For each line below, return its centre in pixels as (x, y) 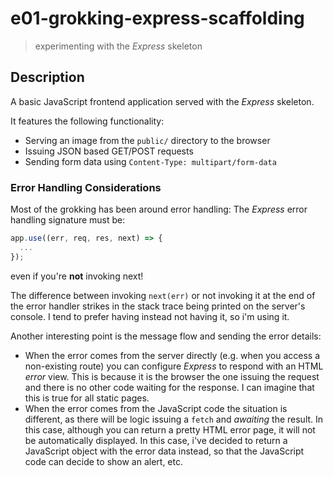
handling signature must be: (68, 220)
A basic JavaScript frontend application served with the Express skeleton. (162, 101)
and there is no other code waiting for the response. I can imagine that (169, 387)
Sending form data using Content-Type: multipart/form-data (150, 161)
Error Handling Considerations (86, 187)
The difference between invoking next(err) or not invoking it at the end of (163, 295)
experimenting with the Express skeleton (118, 46)
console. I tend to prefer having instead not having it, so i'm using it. (150, 316)
